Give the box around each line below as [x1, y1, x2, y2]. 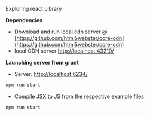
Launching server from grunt [5, 59, 79, 66]
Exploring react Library [5, 5, 62, 12]
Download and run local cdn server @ [14, 28, 108, 35]
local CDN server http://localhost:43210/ [14, 47, 114, 54]
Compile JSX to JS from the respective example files [14, 93, 145, 100]
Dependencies [5, 17, 43, 23]
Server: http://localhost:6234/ [14, 71, 88, 77]
